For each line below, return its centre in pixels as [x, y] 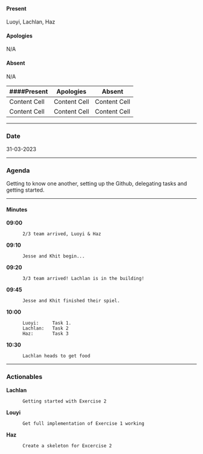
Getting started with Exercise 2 [64, 401]
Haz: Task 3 [45, 334]
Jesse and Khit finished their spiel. [71, 301]
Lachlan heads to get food [56, 356]
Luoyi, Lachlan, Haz [31, 22]
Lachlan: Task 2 [45, 329]
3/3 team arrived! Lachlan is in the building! [83, 279]
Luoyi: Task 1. [47, 323]
